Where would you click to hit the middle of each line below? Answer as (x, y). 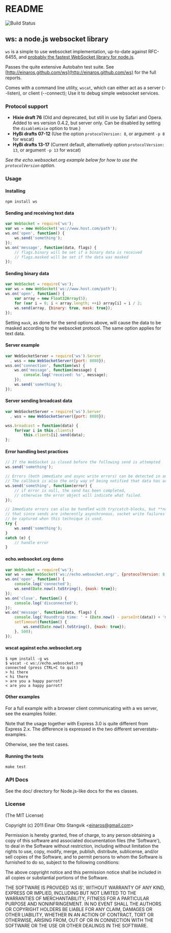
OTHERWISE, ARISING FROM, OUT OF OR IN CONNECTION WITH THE (79, 920)
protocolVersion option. (31, 165)
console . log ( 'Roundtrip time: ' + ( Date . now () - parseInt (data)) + (87, 617)
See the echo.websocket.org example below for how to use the (72, 160)
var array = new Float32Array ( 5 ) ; (51, 299)
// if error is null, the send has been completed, (70, 491)
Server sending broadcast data (39, 401)
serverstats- (146, 729)
